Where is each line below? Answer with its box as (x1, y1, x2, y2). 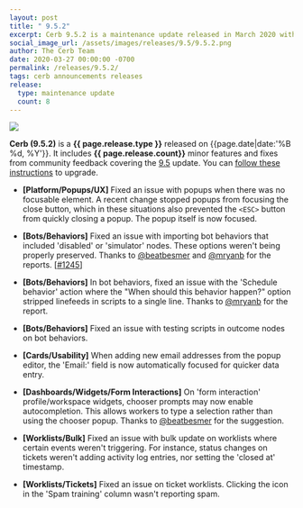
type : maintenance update (17, 88, 115, 97)
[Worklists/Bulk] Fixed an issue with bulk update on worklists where (22, 433, 278, 444)
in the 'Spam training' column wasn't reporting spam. (22, 488, 220, 500)
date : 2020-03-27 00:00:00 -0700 (9, 55, 135, 64)
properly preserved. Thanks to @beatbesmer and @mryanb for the (22, 249, 272, 261)
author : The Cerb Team (9, 47, 95, 56)
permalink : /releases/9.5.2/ (9, 64, 119, 73)
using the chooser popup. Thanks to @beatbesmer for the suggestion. (22, 415, 285, 426)
